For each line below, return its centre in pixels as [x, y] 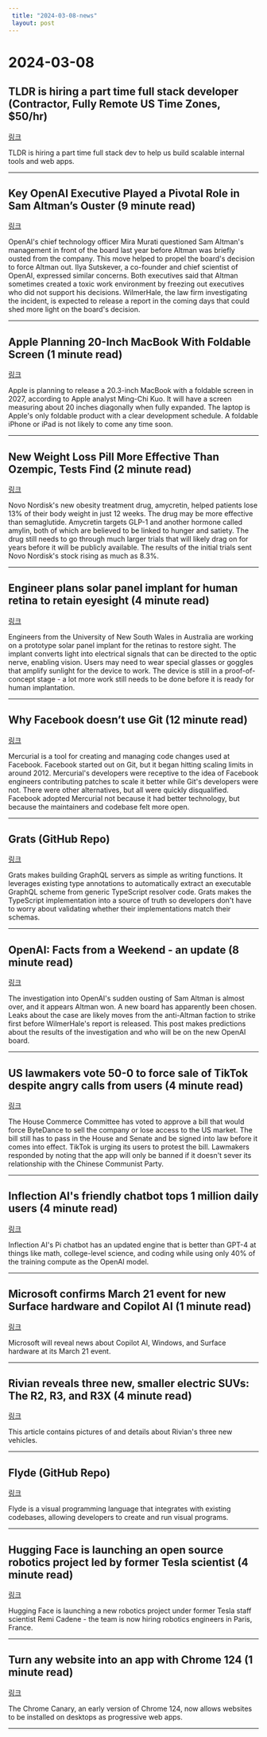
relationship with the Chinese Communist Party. [86, 1164]
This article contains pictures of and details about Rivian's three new [120, 1432]
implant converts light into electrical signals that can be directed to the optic [133, 654]
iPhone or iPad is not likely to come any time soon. [91, 424]
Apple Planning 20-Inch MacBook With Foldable [130, 342]
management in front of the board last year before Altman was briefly [122, 251]
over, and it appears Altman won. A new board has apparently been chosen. [132, 1007]
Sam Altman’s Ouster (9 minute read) [102, 206]
